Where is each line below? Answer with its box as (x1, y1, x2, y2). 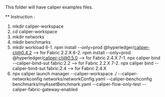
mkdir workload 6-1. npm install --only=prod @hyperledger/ (12, 45, 135, 50)
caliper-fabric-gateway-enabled (12, 87, 78, 92)
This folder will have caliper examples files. (5, 4, 93, 10)
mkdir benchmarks (12, 39, 51, 45)
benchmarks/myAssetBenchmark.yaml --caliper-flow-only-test (12, 81, 141, 87)
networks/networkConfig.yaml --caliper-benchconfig (43, 76, 152, 82)
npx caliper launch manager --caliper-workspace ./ (12, 71, 117, 76)
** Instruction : (5, 14, 36, 19)
